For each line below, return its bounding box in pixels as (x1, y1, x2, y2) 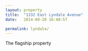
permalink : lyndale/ (5, 26, 50, 31)
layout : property (5, 7, 42, 13)
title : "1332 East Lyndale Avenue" (5, 12, 83, 17)
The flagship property (5, 40, 51, 46)
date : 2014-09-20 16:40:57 (5, 17, 68, 22)
